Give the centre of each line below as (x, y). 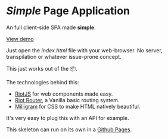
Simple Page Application (68, 11)
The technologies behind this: (43, 82)
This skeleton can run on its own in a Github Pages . (69, 129)
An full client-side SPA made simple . (51, 27)
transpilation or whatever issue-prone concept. (64, 56)
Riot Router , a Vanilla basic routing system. (67, 100)
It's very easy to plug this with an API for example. (68, 118)
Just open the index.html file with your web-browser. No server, (84, 50)
